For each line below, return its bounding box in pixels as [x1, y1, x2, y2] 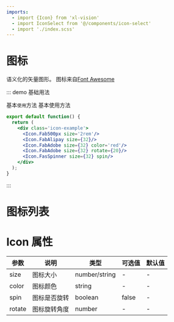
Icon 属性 [6, 235, 53, 249]
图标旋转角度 [32, 305, 70, 313]
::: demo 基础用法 [6, 89, 50, 96]
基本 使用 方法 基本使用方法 [6, 101, 71, 109]
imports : [6, 9, 29, 15]
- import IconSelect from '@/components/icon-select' [12, 20, 151, 26]
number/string [75, 270, 116, 279]
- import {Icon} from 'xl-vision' [12, 15, 100, 21]
